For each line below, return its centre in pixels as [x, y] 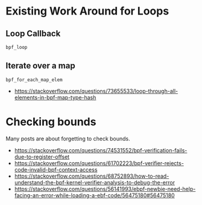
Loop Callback [33, 34]
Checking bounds [51, 122]
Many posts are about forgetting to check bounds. [68, 138]
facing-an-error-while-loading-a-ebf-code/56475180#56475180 [95, 195]
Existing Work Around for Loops [87, 11]
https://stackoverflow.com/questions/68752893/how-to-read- [92, 176]
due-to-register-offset [42, 157]
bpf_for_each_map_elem [34, 80]
